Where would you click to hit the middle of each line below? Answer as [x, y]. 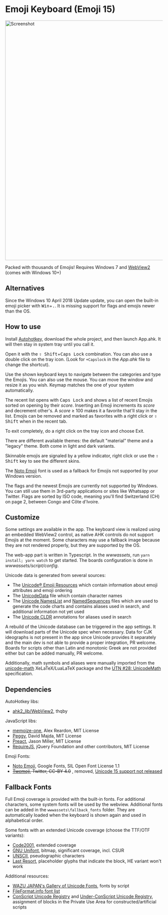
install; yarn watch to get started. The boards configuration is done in [79, 560]
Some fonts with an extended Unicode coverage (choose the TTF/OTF [77, 830]
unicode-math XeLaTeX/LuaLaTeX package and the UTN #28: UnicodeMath [83, 668]
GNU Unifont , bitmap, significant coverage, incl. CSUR [68, 850]
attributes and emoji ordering [42, 590]
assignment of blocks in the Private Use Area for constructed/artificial [84, 902]
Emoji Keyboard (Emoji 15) [60, 9]
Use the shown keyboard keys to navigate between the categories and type [83, 374]
